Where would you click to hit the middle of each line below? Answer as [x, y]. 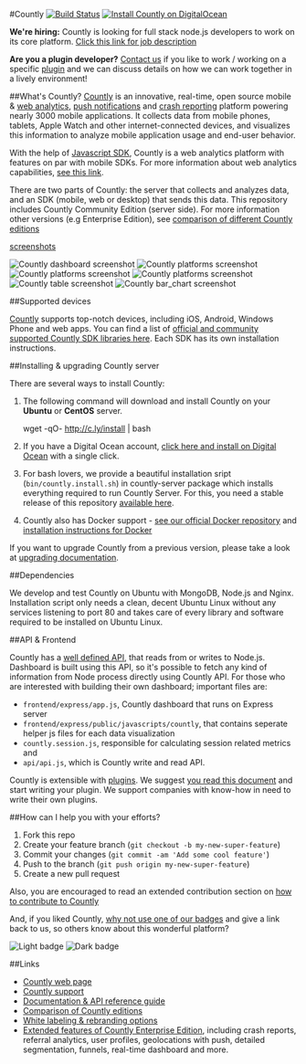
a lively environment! [49, 79]
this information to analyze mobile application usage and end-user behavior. [153, 135]
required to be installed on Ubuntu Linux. [86, 622]
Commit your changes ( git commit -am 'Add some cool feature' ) [146, 854]
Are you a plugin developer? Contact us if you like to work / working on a [148, 59]
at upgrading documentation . [64, 558]
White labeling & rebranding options [90, 1020]
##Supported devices [50, 301]
